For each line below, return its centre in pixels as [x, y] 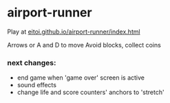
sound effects [37, 85]
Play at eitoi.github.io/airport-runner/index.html [74, 32]
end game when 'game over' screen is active [81, 78]
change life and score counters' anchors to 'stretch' [91, 92]
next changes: [32, 62]
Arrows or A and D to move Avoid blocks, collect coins [84, 45]
